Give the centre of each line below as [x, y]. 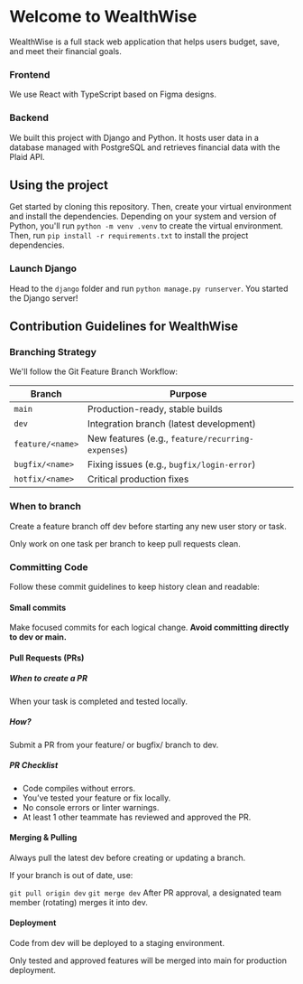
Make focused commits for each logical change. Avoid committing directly [149, 628]
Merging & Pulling [43, 838]
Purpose [188, 394]
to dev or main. [38, 637]
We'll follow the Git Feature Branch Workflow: [94, 371]
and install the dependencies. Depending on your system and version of [143, 216]
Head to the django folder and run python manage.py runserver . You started [149, 288]
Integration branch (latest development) [172, 424]
